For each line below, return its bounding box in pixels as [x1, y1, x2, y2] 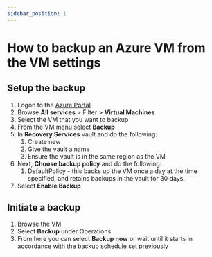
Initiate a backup [7, 202, 81, 213]
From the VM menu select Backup [17, 123, 116, 131]
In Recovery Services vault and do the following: [17, 130, 158, 139]
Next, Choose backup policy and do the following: [17, 159, 162, 168]
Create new [27, 137, 61, 145]
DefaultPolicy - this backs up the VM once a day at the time [27, 167, 197, 175]
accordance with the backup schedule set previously [17, 242, 168, 250]
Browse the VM [17, 220, 62, 229]
